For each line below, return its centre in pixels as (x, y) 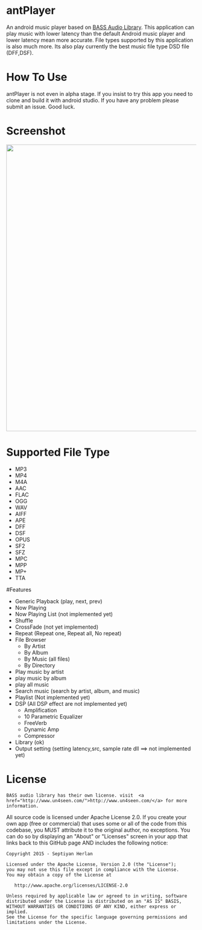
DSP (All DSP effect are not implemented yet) (71, 703)
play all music (32, 684)
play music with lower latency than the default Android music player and (96, 33)
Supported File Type (58, 452)
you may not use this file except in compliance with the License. (93, 869)
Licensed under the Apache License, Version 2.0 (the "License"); (91, 864)
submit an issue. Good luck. (41, 107)
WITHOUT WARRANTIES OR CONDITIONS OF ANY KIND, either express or (91, 906)
